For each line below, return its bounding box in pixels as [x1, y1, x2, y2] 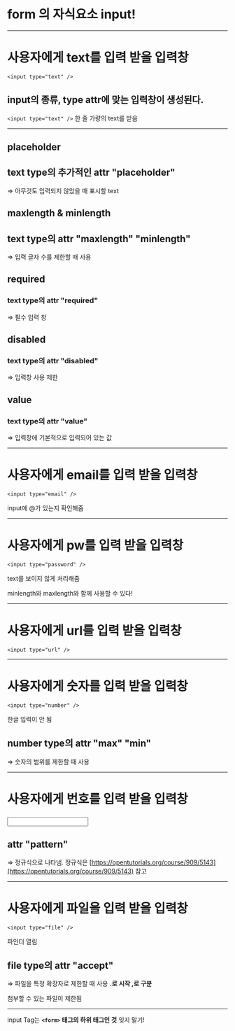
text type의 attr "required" [7, 295, 99, 305]
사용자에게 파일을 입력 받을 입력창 [7, 900, 188, 916]
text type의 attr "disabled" [7, 356, 99, 366]
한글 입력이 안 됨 [7, 715, 52, 723]
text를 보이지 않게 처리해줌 [7, 575, 80, 583]
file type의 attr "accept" [7, 960, 114, 972]
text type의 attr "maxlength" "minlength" [7, 232, 191, 245]
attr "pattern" [7, 839, 69, 850]
